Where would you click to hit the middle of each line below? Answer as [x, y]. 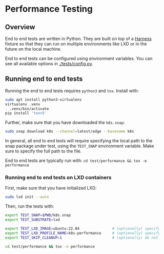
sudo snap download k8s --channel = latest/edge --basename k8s [70, 132]
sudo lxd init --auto [27, 197]
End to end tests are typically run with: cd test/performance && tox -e [76, 161]
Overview [20, 27]
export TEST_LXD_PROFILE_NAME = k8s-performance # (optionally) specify [83, 233]
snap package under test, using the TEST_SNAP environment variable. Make [80, 146]
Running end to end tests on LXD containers [58, 177]
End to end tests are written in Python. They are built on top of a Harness [79, 39]
